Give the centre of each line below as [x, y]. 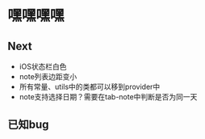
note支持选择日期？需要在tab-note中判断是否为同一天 [108, 97]
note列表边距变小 [48, 76]
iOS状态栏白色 [43, 66]
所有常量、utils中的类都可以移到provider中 [90, 86]
